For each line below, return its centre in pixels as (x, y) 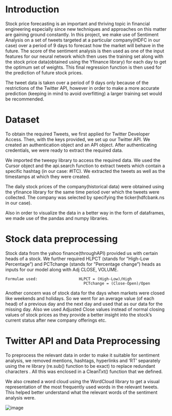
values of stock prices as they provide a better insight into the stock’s (79, 314)
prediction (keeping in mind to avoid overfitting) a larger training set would (84, 93)
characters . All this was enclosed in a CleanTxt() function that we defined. (84, 371)
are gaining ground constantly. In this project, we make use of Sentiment (82, 34)
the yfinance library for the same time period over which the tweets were (82, 192)
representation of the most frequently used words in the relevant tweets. (82, 387)
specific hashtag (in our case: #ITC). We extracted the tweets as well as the (85, 171)
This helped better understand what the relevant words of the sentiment (81, 392)
